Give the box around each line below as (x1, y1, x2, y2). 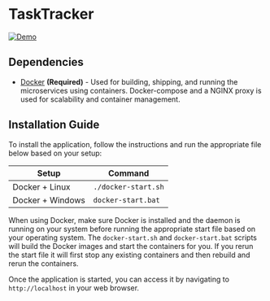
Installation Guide (8, 118, 100, 132)
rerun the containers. (8, 258, 79, 268)
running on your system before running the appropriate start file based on (8, 224, 256, 233)
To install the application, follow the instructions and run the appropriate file (8, 139, 262, 149)
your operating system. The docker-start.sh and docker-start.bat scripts (8, 233, 258, 242)
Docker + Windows (12, 194, 85, 206)
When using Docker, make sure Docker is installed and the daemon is (8, 215, 241, 225)
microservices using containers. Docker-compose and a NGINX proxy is (20, 85, 262, 95)
